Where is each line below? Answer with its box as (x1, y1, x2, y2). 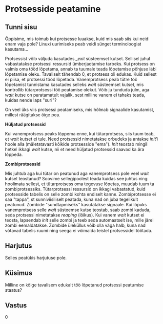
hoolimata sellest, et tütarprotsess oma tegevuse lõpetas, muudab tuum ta (5, 181, 155, 187)
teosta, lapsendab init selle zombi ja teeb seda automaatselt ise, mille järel (5, 217, 154, 223)
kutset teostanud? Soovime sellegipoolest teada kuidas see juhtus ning (5, 176, 148, 181)
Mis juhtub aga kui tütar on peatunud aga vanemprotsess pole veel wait (5, 171, 149, 176)
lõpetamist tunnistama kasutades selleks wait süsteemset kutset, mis (5, 82, 144, 87)
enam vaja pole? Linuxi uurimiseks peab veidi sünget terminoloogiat (5, 41, 142, 47)
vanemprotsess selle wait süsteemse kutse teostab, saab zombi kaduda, (5, 207, 151, 213)
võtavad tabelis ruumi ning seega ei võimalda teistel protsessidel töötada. (5, 228, 153, 233)
